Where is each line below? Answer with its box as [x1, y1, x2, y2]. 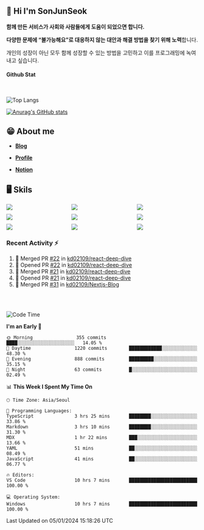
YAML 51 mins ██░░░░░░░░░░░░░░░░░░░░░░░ [6, 445, 198, 452]
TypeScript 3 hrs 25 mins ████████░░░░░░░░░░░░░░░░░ [6, 413, 198, 419]
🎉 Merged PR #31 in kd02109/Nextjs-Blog [15, 281, 120, 288]
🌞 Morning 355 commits [6, 335, 107, 341]
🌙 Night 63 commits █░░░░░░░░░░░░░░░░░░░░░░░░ [6, 367, 198, 373]
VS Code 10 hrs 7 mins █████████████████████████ [6, 477, 198, 484]
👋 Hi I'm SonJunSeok [6, 6, 87, 16]
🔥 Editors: [6, 472, 35, 478]
